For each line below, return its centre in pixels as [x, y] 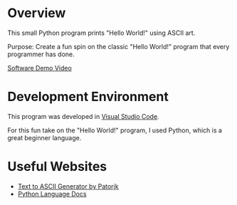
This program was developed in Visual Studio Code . [83, 116]
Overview [37, 13]
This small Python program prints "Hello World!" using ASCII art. [101, 33]
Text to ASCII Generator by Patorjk [68, 186]
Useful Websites [57, 167]
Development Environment [88, 97]
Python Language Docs [52, 194]
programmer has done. [41, 54]
